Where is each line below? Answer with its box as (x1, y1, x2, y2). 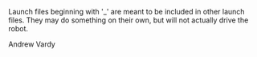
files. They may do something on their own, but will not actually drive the (8, 15, 249, 25)
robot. (8, 24, 29, 33)
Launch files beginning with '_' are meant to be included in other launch (8, 7, 245, 16)
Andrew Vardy (8, 39, 56, 49)
